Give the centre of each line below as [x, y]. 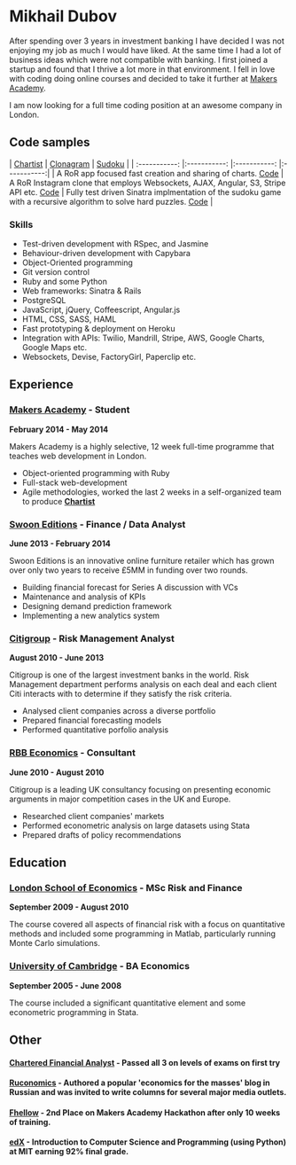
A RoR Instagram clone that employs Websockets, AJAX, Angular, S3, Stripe [148, 183]
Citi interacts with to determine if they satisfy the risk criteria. [121, 694]
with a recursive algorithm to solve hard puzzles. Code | [111, 201]
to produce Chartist [58, 501]
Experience [41, 384]
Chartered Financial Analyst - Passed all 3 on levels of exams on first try [145, 1062]
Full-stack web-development [74, 482]
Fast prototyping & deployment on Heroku [98, 329]
